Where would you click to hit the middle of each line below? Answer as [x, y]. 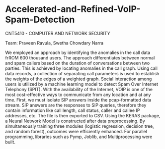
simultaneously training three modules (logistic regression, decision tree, [80, 126]
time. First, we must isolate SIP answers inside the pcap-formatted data [78, 99]
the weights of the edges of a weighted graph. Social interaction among [79, 79]
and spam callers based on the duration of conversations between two [78, 63]
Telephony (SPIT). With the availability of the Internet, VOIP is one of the [79, 89]
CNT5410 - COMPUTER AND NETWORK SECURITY [58, 33]
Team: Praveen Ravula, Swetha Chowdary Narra [54, 43]
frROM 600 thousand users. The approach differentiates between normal [80, 57]
